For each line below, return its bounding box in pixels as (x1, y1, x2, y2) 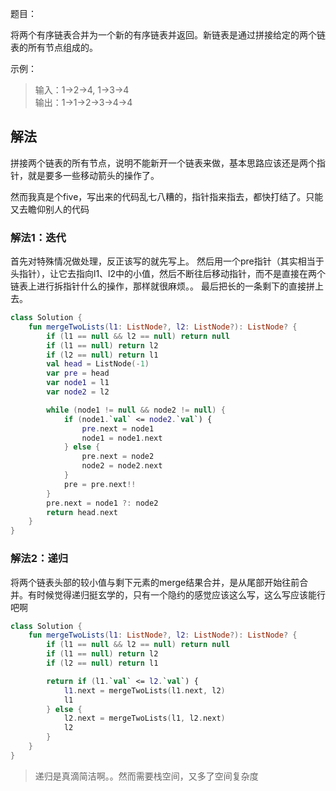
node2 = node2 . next (81, 461, 163, 471)
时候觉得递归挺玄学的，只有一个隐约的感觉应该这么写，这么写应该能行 (36, 588, 326, 601)
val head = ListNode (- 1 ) (46, 359, 150, 369)
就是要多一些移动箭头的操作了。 (27, 169, 160, 181)
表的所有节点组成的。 (10, 42, 98, 53)
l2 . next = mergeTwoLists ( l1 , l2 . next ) (63, 713, 226, 724)
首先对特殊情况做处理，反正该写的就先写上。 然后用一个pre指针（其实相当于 (10, 255, 325, 267)
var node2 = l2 (46, 387, 110, 397)
